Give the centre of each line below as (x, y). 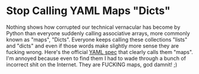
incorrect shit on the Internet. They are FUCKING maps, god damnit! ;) (92, 64)
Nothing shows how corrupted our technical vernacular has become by (93, 27)
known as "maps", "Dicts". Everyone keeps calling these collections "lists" (97, 39)
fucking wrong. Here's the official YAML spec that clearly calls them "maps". (99, 52)
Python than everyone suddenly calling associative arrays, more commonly (98, 33)
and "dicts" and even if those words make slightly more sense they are (93, 46)
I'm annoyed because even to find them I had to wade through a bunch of (96, 58)
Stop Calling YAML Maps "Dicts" (88, 11)
